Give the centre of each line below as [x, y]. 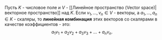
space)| [149, 8]
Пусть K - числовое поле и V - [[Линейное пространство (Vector [72, 8]
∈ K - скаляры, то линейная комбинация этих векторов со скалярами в [81, 19]
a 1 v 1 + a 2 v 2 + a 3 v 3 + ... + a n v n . [82, 32]
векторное [16, 13]
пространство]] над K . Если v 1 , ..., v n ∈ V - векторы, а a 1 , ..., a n [93, 13]
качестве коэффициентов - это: [38, 24]
